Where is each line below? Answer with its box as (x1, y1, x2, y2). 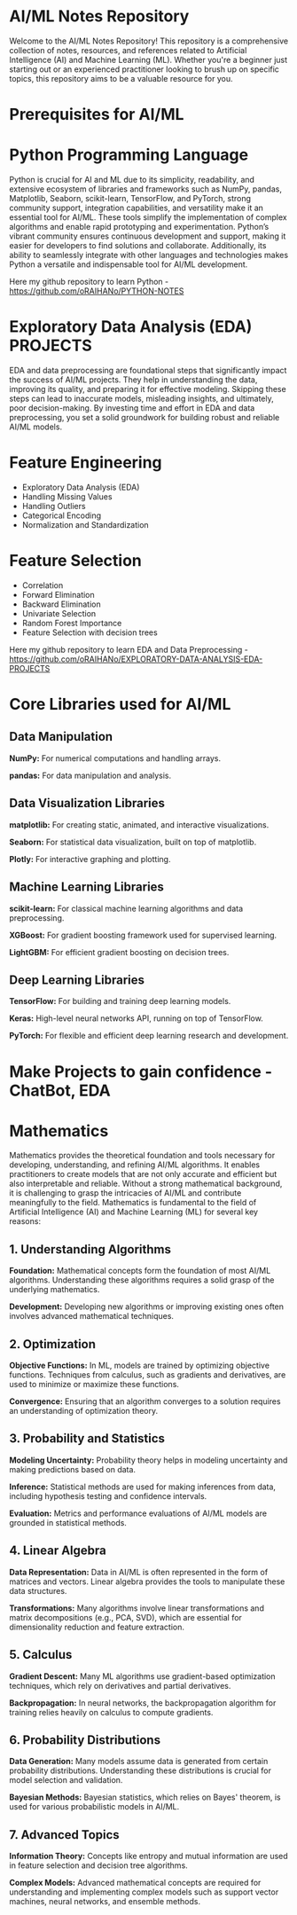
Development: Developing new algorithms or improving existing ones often (9, 1301, 285, 1312)
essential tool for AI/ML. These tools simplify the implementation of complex (9, 212, 287, 223)
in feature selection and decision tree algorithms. (9, 1860, 188, 1871)
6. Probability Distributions (9, 1732, 161, 1747)
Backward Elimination (21, 599, 101, 609)
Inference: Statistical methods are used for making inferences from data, (9, 1481, 277, 1492)
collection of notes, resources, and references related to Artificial (9, 44, 247, 55)
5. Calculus (9, 1647, 73, 1662)
